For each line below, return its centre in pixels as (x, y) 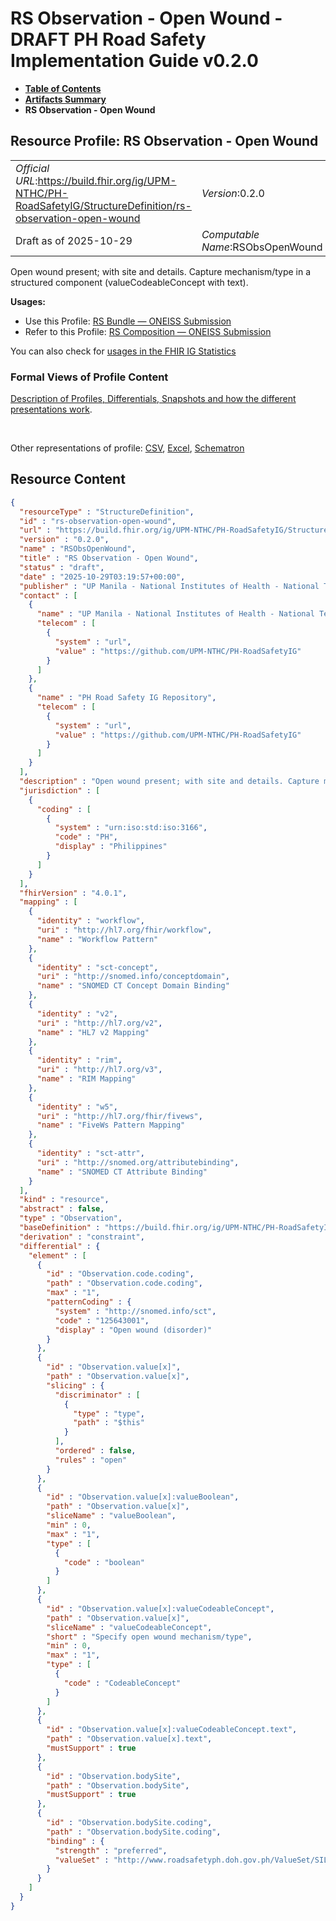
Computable (230, 234)
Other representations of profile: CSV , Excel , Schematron (127, 448)
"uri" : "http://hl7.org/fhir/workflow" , (124, 930)
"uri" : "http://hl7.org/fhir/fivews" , (119, 1116)
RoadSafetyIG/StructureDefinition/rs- (103, 205)
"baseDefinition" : (60, 1228)
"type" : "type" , (109, 1413)
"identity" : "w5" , (77, 1107)
